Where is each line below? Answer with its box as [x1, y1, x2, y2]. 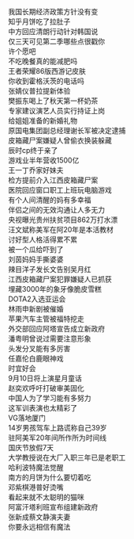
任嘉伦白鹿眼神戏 [8, 354, 64, 363]
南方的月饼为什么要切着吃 [8, 472, 91, 482]
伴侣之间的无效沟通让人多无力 [8, 205, 105, 214]
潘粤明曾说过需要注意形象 [8, 334, 91, 343]
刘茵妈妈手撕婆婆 [8, 254, 64, 264]
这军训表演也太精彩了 [8, 403, 77, 412]
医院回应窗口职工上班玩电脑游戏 [8, 185, 112, 194]
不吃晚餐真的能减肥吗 [8, 56, 77, 66]
